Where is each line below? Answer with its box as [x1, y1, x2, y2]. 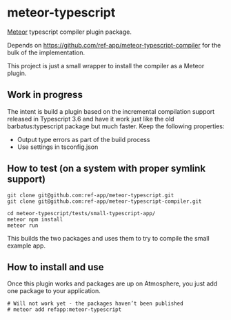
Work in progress [7, 89, 83, 101]
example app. [7, 241, 46, 250]
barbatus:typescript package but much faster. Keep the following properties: [7, 122, 225, 130]
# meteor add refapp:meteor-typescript [7, 306, 122, 313]
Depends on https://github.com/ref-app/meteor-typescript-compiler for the [7, 41, 221, 49]
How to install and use [7, 261, 105, 273]
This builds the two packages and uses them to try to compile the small [7, 234, 210, 242]
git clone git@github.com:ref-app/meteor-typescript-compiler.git [7, 198, 202, 205]
